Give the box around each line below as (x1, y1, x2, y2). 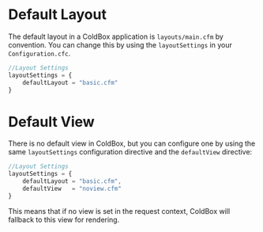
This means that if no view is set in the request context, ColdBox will (8, 206, 231, 215)
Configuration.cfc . (8, 48, 71, 58)
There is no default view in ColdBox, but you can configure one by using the (8, 139, 256, 148)
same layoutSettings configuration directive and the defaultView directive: (8, 147, 253, 157)
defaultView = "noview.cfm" (22, 184, 122, 192)
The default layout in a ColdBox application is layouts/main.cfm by (8, 32, 224, 41)
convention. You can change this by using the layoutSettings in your (8, 40, 233, 49)
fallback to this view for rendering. (8, 215, 120, 224)
